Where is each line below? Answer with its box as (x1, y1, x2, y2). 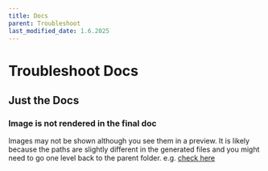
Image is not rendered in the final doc (8, 118, 157, 129)
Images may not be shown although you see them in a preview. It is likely (8, 136, 250, 146)
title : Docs (8, 11, 48, 20)
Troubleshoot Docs (8, 61, 139, 80)
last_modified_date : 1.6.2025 (8, 27, 110, 35)
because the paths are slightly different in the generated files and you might (8, 144, 260, 154)
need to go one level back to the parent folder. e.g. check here (8, 153, 216, 163)
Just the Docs (8, 94, 80, 107)
